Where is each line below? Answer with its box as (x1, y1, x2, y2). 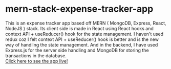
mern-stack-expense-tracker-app (5, 3, 154, 15)
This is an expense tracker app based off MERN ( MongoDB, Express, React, (5, 20, 166, 26)
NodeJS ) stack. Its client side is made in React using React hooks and (5, 25, 154, 31)
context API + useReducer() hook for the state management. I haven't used (5, 31, 164, 37)
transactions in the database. (5, 52, 67, 59)
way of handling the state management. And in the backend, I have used (5, 41, 158, 48)
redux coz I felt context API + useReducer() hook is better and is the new (5, 36, 159, 42)
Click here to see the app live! (5, 58, 68, 64)
